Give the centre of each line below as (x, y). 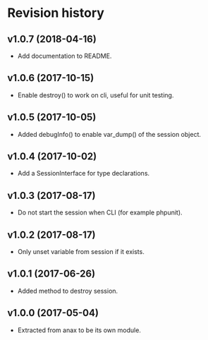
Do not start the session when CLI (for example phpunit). (100, 212)
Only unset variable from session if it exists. (81, 252)
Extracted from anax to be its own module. (79, 330)
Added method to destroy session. (68, 291)
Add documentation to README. (65, 56)
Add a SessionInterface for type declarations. (84, 174)
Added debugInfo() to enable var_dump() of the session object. (109, 134)
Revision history (56, 13)
